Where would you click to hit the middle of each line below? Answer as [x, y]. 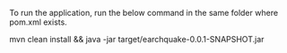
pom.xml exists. [38, 22]
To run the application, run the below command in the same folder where [144, 13]
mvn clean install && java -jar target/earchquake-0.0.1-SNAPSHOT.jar [137, 39]
